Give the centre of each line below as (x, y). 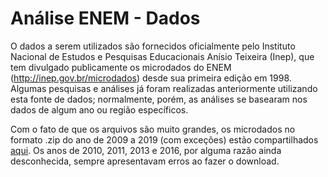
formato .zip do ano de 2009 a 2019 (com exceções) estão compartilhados (164, 139)
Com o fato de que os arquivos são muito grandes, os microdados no (153, 129)
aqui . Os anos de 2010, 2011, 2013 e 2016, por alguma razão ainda (146, 150)
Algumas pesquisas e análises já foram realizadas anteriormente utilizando (164, 88)
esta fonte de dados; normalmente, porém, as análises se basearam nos (159, 99)
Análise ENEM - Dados (105, 18)
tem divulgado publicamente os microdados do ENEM (121, 67)
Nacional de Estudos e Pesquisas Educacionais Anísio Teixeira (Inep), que (162, 56)
